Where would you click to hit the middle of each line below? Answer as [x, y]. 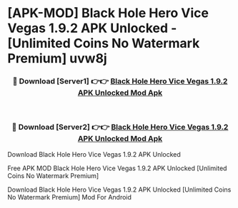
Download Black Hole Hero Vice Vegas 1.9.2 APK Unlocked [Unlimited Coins [119, 189]
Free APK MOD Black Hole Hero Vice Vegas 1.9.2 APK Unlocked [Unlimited [117, 168]
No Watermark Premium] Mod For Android [70, 197]
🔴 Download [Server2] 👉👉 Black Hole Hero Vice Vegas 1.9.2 [120, 128]
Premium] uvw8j [57, 59]
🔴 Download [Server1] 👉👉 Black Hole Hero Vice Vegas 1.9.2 [120, 81]
